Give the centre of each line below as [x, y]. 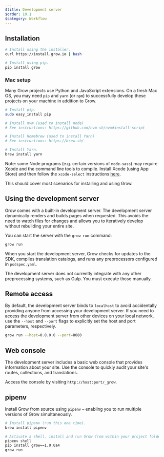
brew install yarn [24, 154]
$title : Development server [34, 10]
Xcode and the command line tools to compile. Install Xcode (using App [77, 169]
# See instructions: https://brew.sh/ [44, 141]
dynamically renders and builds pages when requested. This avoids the [77, 215]
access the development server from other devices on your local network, [80, 316]
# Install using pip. [27, 63]
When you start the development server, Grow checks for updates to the [78, 253]
